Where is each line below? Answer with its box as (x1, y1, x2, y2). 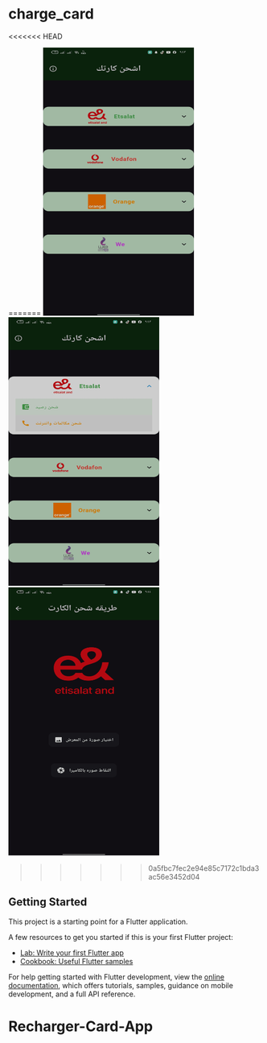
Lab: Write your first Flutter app (19, 947, 125, 958)
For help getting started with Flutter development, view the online (8, 971, 225, 982)
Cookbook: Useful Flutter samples (19, 956, 133, 966)
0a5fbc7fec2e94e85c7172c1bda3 (148, 863, 260, 873)
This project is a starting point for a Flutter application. (8, 917, 188, 926)
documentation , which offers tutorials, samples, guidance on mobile (8, 980, 233, 990)
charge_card (8, 5, 94, 23)
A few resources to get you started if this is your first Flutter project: (8, 932, 233, 942)
